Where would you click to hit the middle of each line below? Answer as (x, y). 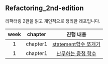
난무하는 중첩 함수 (76, 53)
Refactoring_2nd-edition (44, 8)
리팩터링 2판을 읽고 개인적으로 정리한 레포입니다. (53, 21)
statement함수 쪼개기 (76, 44)
